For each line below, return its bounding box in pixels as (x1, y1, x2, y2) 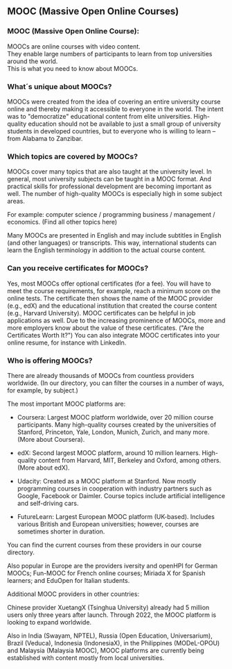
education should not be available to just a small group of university (28, 119, 222, 128)
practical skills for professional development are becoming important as (7, 182, 212, 190)
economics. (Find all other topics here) (7, 218, 118, 226)
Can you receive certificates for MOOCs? (7, 263, 149, 273)
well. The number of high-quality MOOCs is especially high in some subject (7, 190, 223, 198)
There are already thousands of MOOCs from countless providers (7, 371, 195, 379)
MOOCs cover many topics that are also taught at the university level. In (7, 167, 213, 176)
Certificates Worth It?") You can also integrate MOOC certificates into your (7, 331, 220, 339)
